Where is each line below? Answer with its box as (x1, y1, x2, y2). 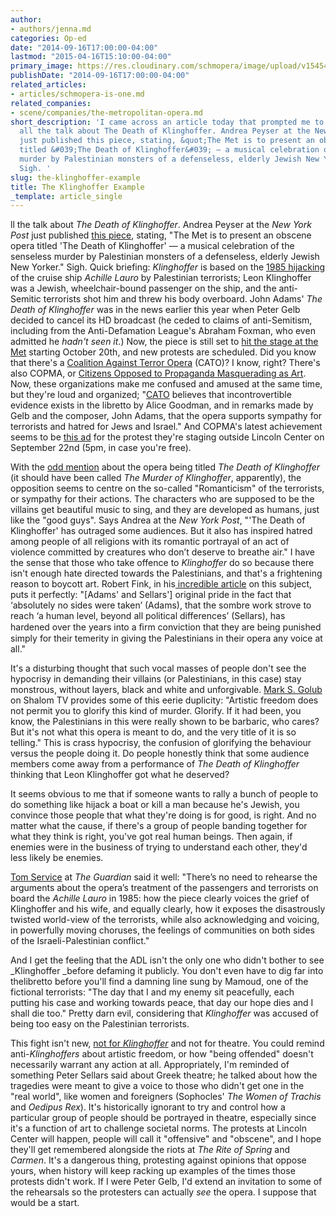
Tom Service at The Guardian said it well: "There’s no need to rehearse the (10, 871, 318, 883)
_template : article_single (10, 191, 123, 201)
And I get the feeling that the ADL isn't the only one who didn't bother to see (10, 954, 325, 966)
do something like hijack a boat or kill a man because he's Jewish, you (10, 799, 300, 811)
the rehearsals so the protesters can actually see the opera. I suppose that (10, 1186, 317, 1198)
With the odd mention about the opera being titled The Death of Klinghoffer (10, 461, 321, 473)
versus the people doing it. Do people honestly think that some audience (10, 747, 310, 760)
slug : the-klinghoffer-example (10, 172, 141, 183)
